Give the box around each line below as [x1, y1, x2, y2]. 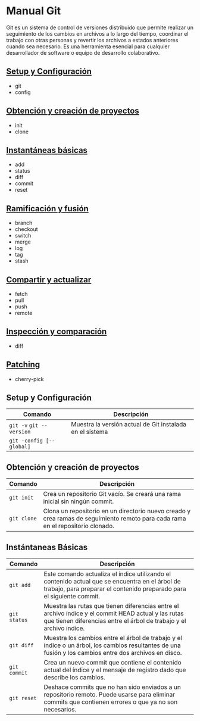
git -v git [9, 422, 39, 429]
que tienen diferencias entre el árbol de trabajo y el [43, 617, 186, 625]
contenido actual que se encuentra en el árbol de [43, 578, 181, 586]
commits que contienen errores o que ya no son [43, 698, 178, 706]
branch [14, 219, 33, 227]
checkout [14, 226, 38, 233]
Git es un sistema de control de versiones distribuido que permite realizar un [6, 24, 194, 31]
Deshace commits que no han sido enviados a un [43, 683, 182, 691]
